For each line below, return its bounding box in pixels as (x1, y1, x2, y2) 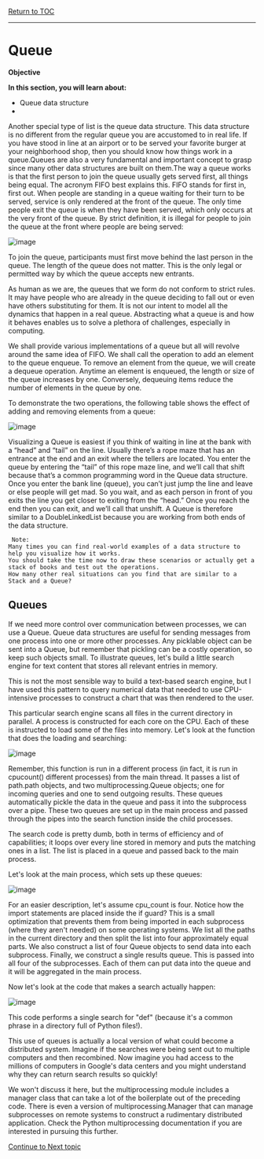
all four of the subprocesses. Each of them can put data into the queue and (8, 958, 251, 968)
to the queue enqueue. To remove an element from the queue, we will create (8, 358, 256, 367)
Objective (8, 67, 41, 77)
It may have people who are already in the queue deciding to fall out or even (8, 293, 255, 302)
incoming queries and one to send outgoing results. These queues (8, 789, 223, 798)
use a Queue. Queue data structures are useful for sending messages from (8, 627, 251, 637)
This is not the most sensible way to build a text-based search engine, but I (8, 676, 251, 686)
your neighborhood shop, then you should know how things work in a (8, 146, 233, 156)
